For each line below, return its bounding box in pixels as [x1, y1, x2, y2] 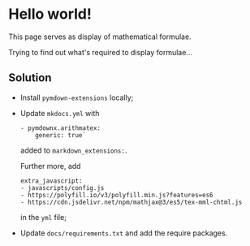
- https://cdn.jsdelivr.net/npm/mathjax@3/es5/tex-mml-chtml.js [19, 198, 243, 206]
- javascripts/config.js [19, 183, 105, 192]
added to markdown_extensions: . [19, 145, 127, 155]
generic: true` [35, 131, 87, 139]
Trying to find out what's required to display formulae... [8, 47, 193, 57]
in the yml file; [19, 212, 67, 222]
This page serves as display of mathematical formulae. [8, 32, 192, 41]
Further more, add [19, 161, 81, 170]
